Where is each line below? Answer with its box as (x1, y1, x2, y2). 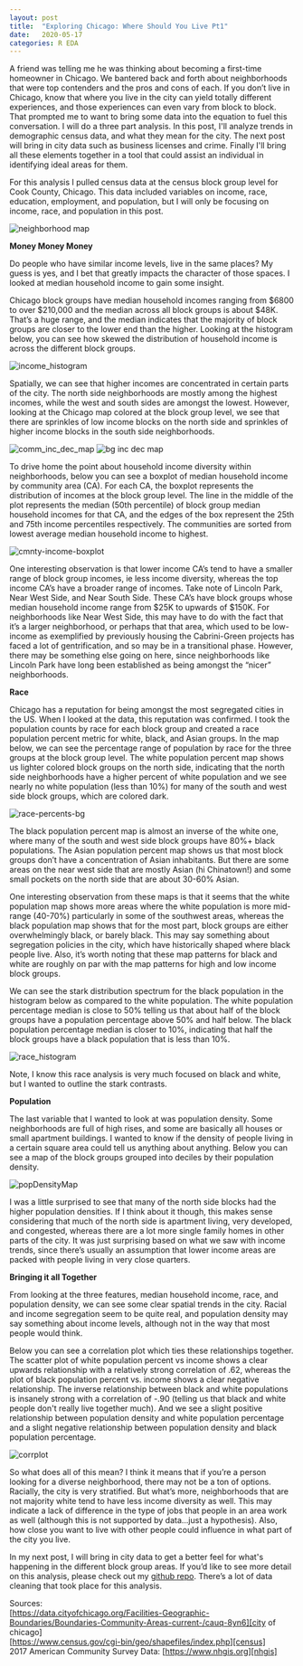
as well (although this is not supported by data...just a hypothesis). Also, (9, 1515, 279, 1526)
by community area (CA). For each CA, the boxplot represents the (9, 480, 254, 491)
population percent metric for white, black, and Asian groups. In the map (9, 734, 279, 744)
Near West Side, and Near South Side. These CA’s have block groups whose (9, 592, 293, 603)
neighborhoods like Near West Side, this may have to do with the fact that (9, 611, 284, 622)
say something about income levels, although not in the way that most (9, 1318, 270, 1330)
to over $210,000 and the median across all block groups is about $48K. (9, 305, 279, 316)
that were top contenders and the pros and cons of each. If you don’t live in (9, 82, 291, 93)
